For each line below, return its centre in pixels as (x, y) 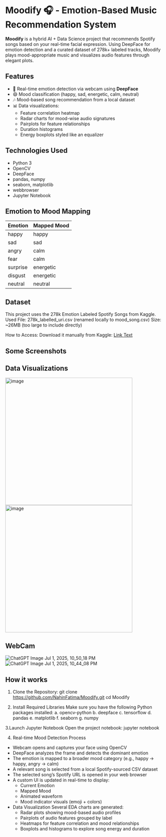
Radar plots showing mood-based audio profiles (71, 813)
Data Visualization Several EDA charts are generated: (68, 807)
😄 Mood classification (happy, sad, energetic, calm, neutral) (76, 94)
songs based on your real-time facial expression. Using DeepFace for (78, 44)
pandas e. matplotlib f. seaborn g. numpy (56, 718)
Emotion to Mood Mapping (48, 211)
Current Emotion (37, 786)
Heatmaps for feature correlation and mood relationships (80, 823)
